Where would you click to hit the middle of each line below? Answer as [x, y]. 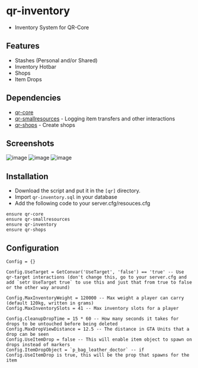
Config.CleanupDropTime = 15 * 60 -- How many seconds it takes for [92, 319]
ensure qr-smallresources [38, 220]
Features [23, 46]
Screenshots [30, 143]
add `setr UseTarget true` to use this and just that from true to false [99, 283]
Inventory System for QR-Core [52, 27]
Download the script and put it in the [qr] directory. [78, 191]
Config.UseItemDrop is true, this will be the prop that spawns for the [98, 355]
